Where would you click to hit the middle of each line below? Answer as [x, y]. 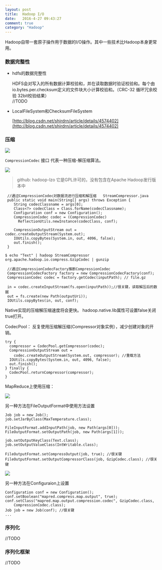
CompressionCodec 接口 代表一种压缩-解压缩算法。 [54, 160]
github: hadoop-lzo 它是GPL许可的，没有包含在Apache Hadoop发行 [84, 180]
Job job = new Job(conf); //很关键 [40, 510]
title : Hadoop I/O [25, 14]
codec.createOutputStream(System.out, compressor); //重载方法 [77, 355]
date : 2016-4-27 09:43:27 [33, 18]
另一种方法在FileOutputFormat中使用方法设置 [50, 405]
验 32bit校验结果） [30, 96]
